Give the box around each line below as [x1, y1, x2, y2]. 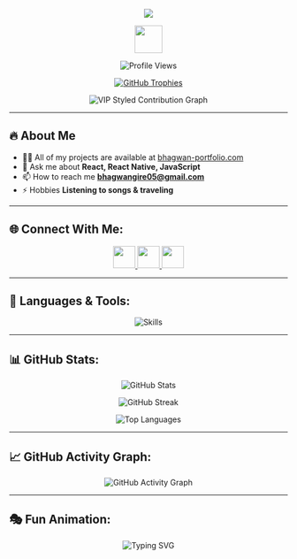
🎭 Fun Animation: [9, 512, 111, 527]
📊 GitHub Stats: [9, 352, 100, 367]
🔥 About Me [9, 128, 76, 143]
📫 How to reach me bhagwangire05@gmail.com [21, 171, 205, 181]
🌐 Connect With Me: [9, 222, 124, 237]
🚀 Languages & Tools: [9, 294, 131, 309]
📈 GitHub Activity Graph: [9, 449, 152, 464]
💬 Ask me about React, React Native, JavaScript [21, 161, 201, 172]
